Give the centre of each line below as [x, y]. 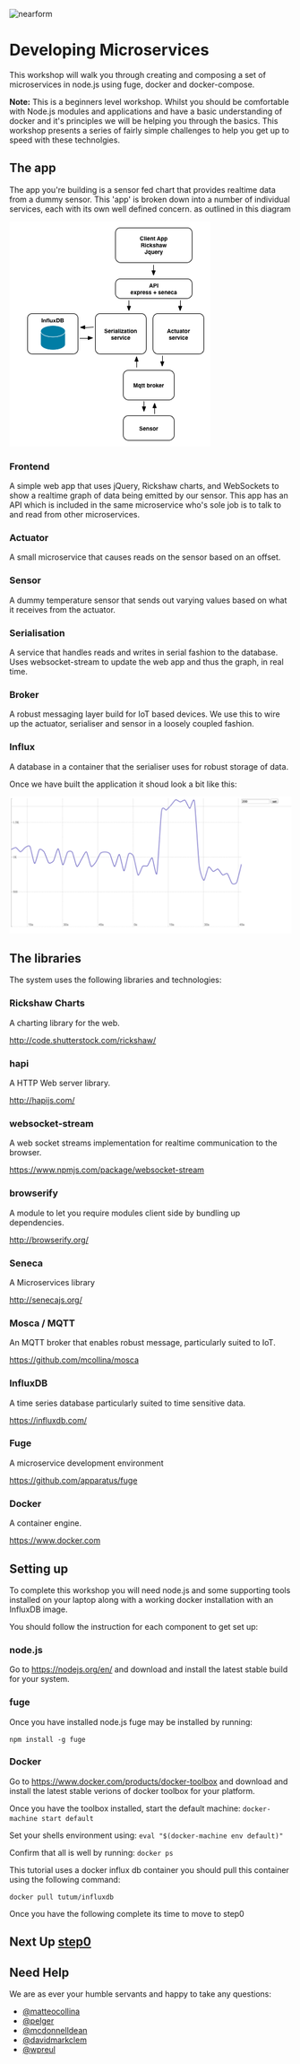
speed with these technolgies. [65, 140]
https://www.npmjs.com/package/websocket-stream [107, 1170]
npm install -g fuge [48, 1739]
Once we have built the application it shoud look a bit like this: [123, 784]
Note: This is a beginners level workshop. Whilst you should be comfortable [149, 101]
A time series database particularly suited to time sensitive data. [128, 1403]
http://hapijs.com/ [42, 1101]
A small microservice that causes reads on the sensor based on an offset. [145, 557]
